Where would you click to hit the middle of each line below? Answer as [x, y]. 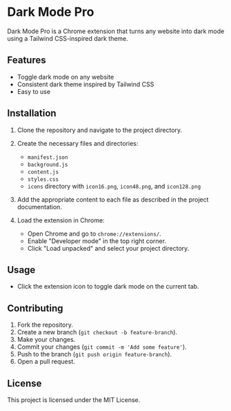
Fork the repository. [45, 325]
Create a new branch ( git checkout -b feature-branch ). [97, 332]
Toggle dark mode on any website [66, 77]
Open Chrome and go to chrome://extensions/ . [94, 233]
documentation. [39, 207]
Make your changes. [46, 340]
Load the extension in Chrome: [61, 220]
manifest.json [48, 157]
